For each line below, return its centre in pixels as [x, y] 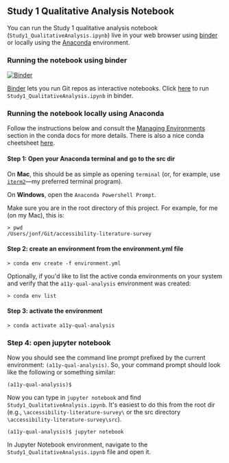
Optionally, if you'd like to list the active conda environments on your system [115, 276]
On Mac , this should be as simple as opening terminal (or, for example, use [114, 174]
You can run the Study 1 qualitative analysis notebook [83, 27]
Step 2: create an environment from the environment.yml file [95, 249]
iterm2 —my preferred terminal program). [65, 181]
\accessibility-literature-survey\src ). [64, 419]
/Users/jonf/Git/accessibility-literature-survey [80, 234]
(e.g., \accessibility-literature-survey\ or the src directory [94, 412]
